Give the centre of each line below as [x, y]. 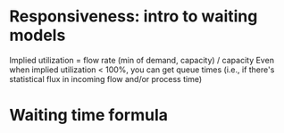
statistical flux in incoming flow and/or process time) [106, 79]
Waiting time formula [88, 116]
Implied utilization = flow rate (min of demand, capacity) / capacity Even [142, 60]
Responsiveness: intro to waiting [134, 17]
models [38, 35]
